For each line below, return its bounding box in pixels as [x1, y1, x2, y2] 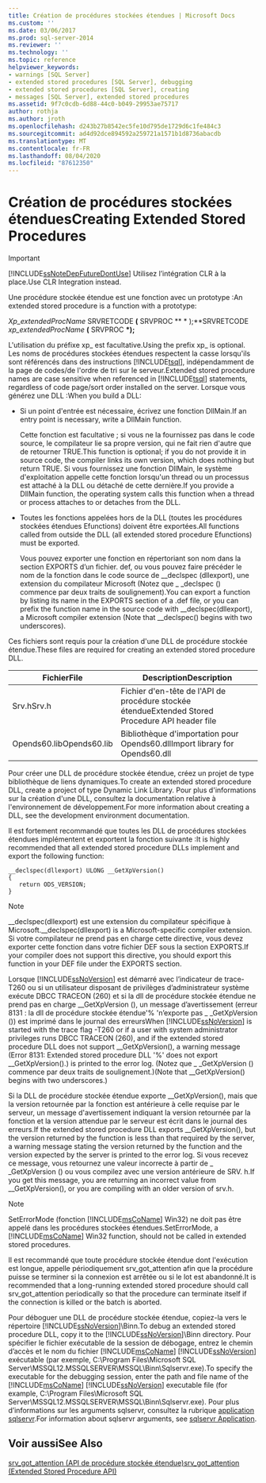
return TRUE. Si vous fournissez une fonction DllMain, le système [19, 464, 233, 473]
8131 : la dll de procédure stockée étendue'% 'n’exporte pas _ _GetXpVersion [8, 1008, 258, 1018]
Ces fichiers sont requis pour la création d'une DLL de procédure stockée [8, 637, 248, 646]
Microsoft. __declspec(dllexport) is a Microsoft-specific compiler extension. [8, 926, 253, 935]
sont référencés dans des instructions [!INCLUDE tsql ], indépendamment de [8, 357, 255, 367]
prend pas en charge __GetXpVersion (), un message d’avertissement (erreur [8, 1000, 258, 1009]
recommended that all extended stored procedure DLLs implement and [8, 843, 240, 853]
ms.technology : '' [8, 48, 69, 56]
